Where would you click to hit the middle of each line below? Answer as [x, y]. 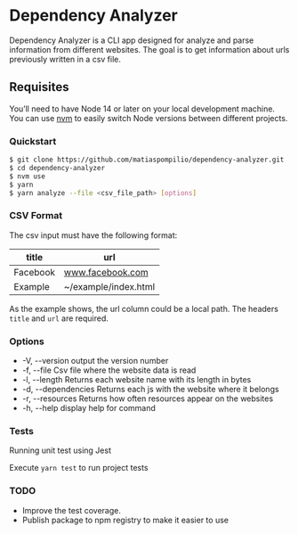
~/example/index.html [109, 286]
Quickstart [33, 141]
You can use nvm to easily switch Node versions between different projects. [149, 118]
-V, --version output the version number [95, 361]
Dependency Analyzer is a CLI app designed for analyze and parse [132, 40]
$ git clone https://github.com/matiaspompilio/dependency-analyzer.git [147, 160]
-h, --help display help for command [89, 408]
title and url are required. [59, 318]
